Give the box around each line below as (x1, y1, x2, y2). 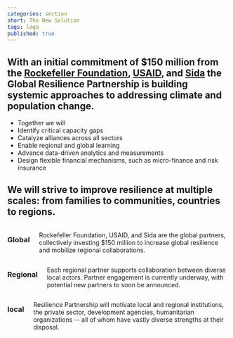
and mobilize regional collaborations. (39, 246, 146, 254)
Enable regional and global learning (17, 142, 120, 150)
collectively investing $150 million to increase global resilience (39, 238, 219, 246)
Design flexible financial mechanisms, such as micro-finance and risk (17, 156, 219, 165)
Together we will (17, 119, 66, 127)
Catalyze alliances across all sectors (17, 134, 123, 142)
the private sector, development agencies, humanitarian (33, 308, 194, 316)
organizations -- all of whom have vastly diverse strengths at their (33, 315, 224, 324)
